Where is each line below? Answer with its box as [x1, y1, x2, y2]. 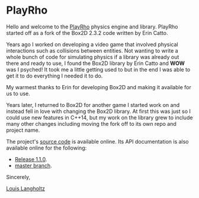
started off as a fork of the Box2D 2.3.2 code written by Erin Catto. [6, 29, 168, 36]
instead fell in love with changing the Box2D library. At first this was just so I [6, 108, 191, 115]
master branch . [14, 162, 52, 169]
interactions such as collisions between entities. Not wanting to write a [6, 47, 179, 54]
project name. [6, 126, 40, 134]
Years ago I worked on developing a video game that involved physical [6, 41, 179, 48]
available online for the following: [6, 144, 87, 151]
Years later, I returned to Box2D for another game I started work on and [6, 101, 179, 108]
